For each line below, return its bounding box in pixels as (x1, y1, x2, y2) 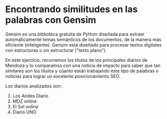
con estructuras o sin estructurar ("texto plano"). (5, 47, 107, 53)
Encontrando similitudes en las (5, 4, 138, 15)
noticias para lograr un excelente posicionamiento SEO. (5, 73, 120, 79)
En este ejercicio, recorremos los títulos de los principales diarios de (5, 57, 148, 63)
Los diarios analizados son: (5, 83, 62, 89)
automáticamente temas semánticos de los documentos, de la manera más (5, 36, 161, 43)
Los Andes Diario (12, 93, 49, 99)
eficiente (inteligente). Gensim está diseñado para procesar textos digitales (5, 42, 162, 48)
